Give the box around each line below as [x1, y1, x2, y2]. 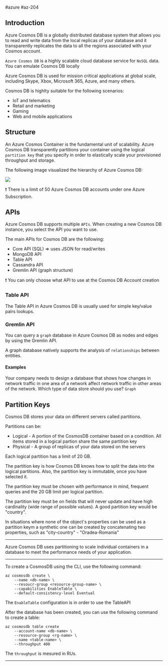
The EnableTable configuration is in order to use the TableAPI [5, 599, 131, 605]
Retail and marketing [12, 103, 55, 109]
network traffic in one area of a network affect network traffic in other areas [5, 381, 161, 387]
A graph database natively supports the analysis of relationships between [5, 348, 159, 354]
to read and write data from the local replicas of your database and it [5, 37, 147, 43]
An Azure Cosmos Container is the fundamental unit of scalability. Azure [5, 141, 154, 147]
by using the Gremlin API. [5, 338, 57, 344]
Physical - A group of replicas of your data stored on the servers [12, 444, 145, 450]
